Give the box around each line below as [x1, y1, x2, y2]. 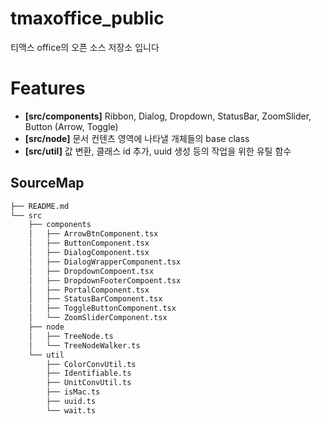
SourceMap [10, 175, 85, 192]
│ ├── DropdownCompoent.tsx [28, 266, 155, 276]
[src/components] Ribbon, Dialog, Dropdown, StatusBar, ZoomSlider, [24, 110, 312, 122]
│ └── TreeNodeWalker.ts [28, 340, 141, 351]
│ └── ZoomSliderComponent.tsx [28, 313, 168, 323]
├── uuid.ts [46, 397, 97, 407]
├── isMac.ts [46, 387, 101, 397]
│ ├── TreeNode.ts [28, 331, 114, 341]
